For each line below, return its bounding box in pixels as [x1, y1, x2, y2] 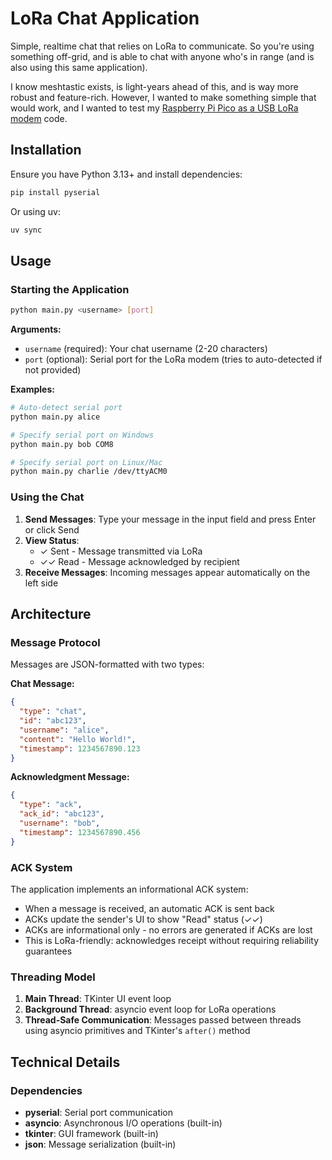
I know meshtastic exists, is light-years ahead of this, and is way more [10, 80, 299, 92]
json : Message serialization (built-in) [24, 1138, 177, 1150]
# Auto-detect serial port [10, 403, 123, 413]
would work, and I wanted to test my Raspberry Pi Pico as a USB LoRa [10, 102, 299, 114]
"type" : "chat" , [19, 707, 87, 717]
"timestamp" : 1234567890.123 [19, 743, 141, 754]
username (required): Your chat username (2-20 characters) [24, 343, 268, 355]
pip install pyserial [10, 187, 101, 197]
